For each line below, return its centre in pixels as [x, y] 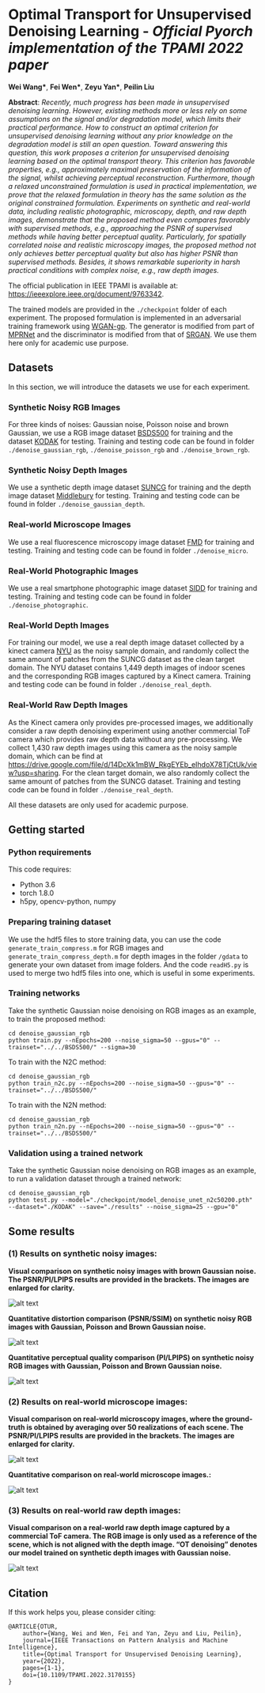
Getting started [47, 829]
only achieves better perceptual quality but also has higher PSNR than [123, 253]
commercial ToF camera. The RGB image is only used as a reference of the [132, 1536]
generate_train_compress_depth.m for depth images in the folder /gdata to [128, 956]
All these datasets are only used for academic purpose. [98, 805]
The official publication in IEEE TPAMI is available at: [93, 285]
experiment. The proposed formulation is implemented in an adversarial [125, 317]
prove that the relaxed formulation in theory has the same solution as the [127, 195]
